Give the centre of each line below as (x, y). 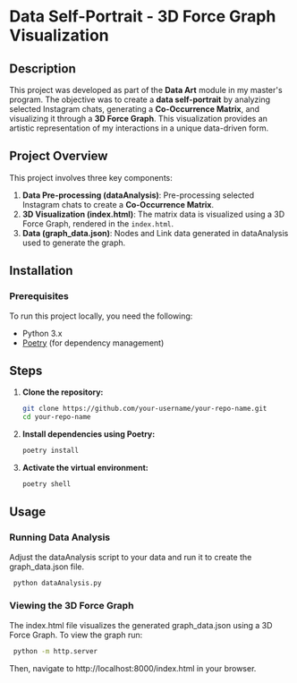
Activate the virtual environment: (85, 467)
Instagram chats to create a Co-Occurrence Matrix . (118, 204)
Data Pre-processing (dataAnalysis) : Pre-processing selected (138, 195)
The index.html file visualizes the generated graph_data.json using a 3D (141, 625)
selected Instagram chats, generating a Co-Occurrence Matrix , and (135, 109)
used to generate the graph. (74, 243)
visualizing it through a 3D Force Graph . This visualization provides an (139, 119)
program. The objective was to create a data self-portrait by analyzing (140, 99)
